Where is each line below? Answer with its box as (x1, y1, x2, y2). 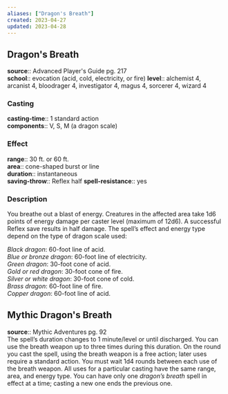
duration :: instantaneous (7, 169, 78, 178)
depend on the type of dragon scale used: (7, 232, 127, 241)
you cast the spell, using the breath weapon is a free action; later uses (7, 350, 207, 358)
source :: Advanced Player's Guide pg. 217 (7, 67, 127, 75)
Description (7, 194, 48, 204)
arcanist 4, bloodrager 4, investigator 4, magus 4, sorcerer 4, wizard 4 (7, 82, 207, 90)
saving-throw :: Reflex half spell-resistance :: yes (7, 177, 147, 185)
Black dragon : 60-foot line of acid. (7, 245, 106, 254)
